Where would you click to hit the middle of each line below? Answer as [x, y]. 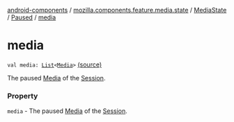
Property [23, 96]
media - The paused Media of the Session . [67, 111]
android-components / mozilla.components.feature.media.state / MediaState [117, 10]
